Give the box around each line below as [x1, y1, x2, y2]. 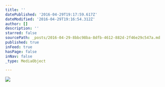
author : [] [5, 21, 28, 26]
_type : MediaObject [5, 58, 46, 63]
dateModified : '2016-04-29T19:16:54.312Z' [5, 16, 95, 21]
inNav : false [5, 53, 33, 59]
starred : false [5, 30, 37, 35]
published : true [5, 40, 39, 45]
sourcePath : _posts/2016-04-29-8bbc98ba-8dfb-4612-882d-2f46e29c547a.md [5, 35, 160, 40]
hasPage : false [5, 49, 37, 54]
